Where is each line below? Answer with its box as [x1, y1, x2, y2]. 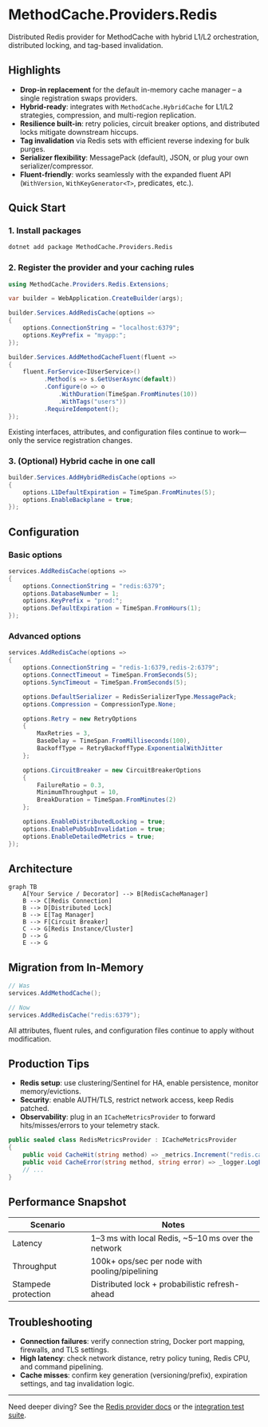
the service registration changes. [23, 435, 133, 445]
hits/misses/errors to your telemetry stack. [19, 1121, 160, 1130]
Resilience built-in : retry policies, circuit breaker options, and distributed [19, 118, 260, 128]
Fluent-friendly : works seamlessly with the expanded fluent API [19, 169, 231, 179]
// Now [8, 1003, 30, 1011]
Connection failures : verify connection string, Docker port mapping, [19, 1337, 246, 1346]
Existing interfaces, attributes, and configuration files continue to [8, 427, 222, 437]
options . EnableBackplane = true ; [22, 496, 134, 504]
